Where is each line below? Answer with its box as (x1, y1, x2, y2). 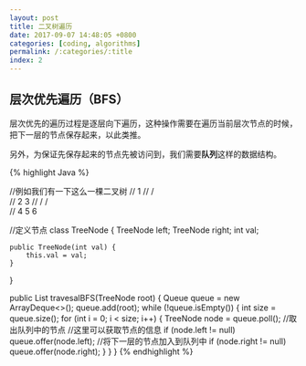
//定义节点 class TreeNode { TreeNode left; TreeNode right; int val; (9, 225, 259, 235)
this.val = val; (26, 250, 89, 260)
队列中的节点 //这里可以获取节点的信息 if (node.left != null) (16, 324, 236, 335)
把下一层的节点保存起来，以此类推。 (9, 129, 146, 140)
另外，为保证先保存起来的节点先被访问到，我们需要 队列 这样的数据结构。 (9, 148, 281, 160)
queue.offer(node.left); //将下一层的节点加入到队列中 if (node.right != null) (9, 335, 287, 347)
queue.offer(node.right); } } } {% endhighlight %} (9, 346, 194, 357)
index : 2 (9, 56, 43, 65)
